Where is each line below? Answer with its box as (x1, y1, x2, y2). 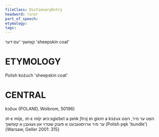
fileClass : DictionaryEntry (5, 7, 63, 12)
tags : (5, 26, 16, 30)
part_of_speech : (5, 16, 38, 21)
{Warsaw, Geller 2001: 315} (5, 126, 60, 132)
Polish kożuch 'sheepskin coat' (5, 72, 68, 79)
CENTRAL (5, 89, 46, 101)
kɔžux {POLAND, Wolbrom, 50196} (5, 106, 75, 111)
